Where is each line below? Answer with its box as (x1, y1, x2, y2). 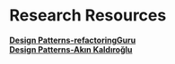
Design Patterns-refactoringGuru (9, 35, 136, 45)
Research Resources (9, 5, 167, 26)
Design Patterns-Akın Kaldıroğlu (9, 44, 133, 54)
